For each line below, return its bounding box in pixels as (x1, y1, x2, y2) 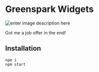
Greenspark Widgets (5, 3, 94, 15)
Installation (5, 44, 41, 53)
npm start (5, 61, 26, 67)
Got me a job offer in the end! (5, 29, 66, 35)
